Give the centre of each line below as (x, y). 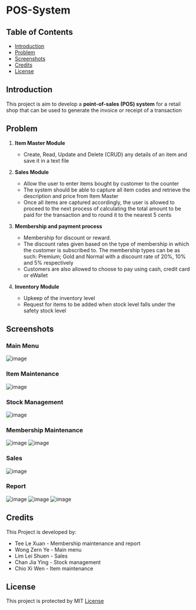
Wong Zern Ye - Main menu (48, 549)
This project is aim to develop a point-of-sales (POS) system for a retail (94, 104)
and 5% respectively (48, 262)
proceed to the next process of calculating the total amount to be (102, 208)
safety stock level (45, 311)
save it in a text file (46, 160)
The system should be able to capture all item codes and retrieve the (107, 190)
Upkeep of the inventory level (59, 298)
